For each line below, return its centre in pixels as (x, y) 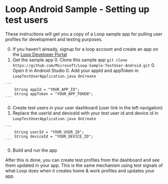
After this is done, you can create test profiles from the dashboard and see (82, 160)
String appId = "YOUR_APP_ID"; (47, 89)
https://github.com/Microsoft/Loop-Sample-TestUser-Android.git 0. (84, 65)
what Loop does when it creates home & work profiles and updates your (80, 170)
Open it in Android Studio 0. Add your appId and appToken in (75, 70)
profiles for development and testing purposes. (54, 39)
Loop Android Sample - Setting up (77, 9)
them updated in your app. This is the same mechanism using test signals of (84, 165)
